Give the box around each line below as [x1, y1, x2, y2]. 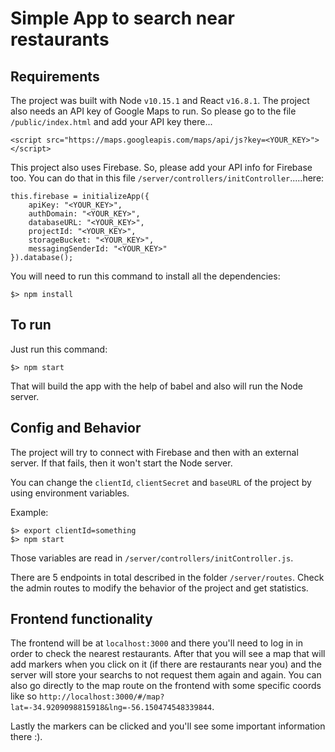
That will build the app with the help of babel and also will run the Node [10, 380, 303, 392]
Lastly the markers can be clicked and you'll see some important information [10, 720, 326, 732]
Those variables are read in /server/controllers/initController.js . [10, 552, 294, 564]
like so [10, 690, 38, 702]
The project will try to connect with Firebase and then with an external [10, 446, 299, 458]
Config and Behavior [10, 420, 142, 437]
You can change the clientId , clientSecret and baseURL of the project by [10, 476, 312, 488]
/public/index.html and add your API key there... [10, 116, 213, 127]
